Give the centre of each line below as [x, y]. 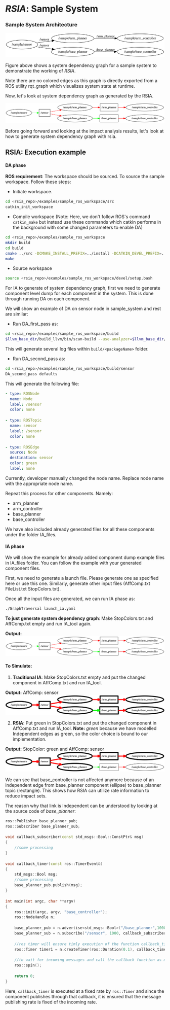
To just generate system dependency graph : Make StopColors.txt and [79, 618]
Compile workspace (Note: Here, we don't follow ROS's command [81, 217]
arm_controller [28, 508]
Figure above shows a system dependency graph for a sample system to [81, 65]
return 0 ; [25, 976]
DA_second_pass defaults [31, 374]
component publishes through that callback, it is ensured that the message [83, 996]
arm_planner [26, 503]
